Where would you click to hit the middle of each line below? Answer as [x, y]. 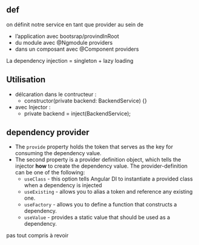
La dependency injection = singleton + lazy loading [70, 60]
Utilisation [26, 80]
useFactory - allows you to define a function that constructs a [100, 205]
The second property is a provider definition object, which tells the [98, 160]
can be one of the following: [50, 173]
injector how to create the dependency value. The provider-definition [101, 166]
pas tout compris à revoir [38, 235]
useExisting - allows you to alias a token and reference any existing [108, 192]
